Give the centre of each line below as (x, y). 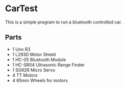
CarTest (21, 9)
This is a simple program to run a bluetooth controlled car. (63, 22)
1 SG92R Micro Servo (34, 70)
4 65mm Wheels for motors (40, 80)
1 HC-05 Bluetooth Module (39, 60)
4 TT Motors (25, 75)
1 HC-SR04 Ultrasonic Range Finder (48, 65)
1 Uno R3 (21, 49)
